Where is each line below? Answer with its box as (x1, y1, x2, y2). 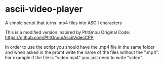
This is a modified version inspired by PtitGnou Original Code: (5, 29, 130, 35)
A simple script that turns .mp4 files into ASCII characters (5, 20, 122, 26)
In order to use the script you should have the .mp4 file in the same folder (5, 44, 155, 50)
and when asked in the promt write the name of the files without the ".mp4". (5, 49, 160, 55)
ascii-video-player (5, 3, 83, 15)
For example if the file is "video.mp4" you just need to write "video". (5, 54, 144, 60)
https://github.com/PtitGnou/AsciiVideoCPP (5, 34, 94, 40)
